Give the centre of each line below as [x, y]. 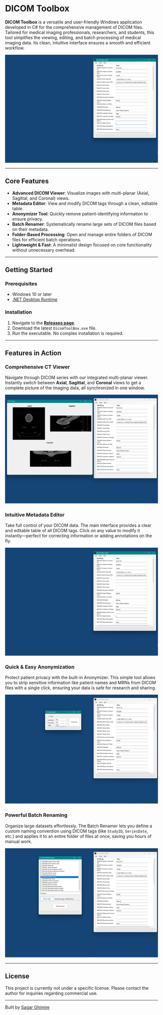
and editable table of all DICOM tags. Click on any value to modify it [73, 530]
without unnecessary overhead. [44, 250]
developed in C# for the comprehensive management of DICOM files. [74, 27]
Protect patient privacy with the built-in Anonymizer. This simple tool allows [80, 677]
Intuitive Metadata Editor [35, 515]
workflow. [15, 48]
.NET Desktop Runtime [35, 299]
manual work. [19, 841]
